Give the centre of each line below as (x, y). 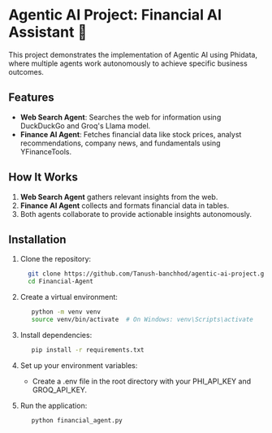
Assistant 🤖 (48, 32)
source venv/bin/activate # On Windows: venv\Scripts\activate (142, 319)
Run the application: (54, 405)
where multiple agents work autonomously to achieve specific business (128, 63)
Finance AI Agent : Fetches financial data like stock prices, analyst (131, 134)
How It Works (43, 178)
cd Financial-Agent (60, 282)
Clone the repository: (56, 259)
